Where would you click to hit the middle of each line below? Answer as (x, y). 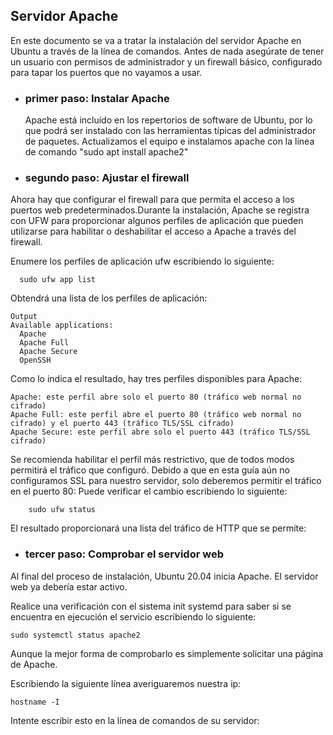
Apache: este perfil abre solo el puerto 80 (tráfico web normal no (156, 397)
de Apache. (34, 664)
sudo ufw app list (58, 280)
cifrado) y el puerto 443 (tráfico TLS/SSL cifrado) (122, 424)
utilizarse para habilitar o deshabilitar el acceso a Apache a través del (153, 231)
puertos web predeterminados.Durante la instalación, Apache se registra (160, 210)
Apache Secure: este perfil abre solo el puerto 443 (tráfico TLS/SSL (160, 432)
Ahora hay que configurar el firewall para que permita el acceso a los (152, 200)
